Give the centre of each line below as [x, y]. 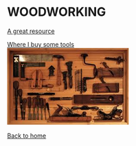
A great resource [31, 31]
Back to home [27, 136]
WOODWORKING [57, 12]
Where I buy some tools [41, 44]
